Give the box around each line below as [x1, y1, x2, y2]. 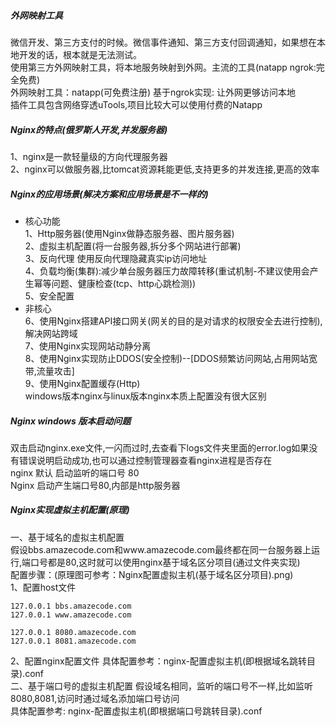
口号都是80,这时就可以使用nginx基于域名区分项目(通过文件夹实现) [30, 556, 301, 568]
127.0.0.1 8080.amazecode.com [10, 627, 137, 637]
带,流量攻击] [24, 365, 75, 377]
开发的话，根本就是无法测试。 [18, 48, 142, 60]
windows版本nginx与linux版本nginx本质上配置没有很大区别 [24, 390, 267, 402]
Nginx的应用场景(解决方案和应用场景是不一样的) [10, 188, 209, 200]
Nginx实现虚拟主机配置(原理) [10, 504, 130, 516]
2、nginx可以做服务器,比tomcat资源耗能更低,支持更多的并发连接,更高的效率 [10, 163, 320, 175]
